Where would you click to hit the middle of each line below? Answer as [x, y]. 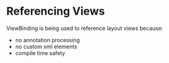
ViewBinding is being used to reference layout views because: [85, 28]
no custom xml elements [46, 46]
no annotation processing [47, 40]
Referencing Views [56, 11]
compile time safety [40, 53]
